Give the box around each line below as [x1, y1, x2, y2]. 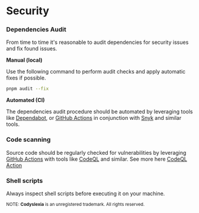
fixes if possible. [6, 74, 46, 81]
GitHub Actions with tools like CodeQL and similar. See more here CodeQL [6, 155, 188, 163]
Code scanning [6, 135, 51, 144]
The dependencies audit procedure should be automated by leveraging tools [6, 108, 193, 115]
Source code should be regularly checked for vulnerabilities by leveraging [6, 149, 187, 156]
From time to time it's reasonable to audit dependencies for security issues [6, 39, 189, 46]
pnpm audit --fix [6, 86, 49, 92]
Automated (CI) [6, 97, 45, 104]
